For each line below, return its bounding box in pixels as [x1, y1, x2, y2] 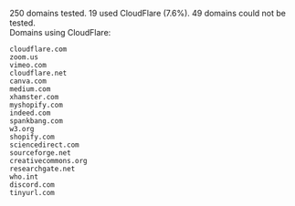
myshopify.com [9, 100, 64, 109]
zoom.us [9, 53, 39, 62]
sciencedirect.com [9, 140, 79, 149]
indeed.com [9, 108, 51, 118]
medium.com [9, 85, 51, 94]
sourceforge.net [9, 149, 71, 158]
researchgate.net [9, 164, 76, 173]
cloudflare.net [9, 68, 68, 77]
